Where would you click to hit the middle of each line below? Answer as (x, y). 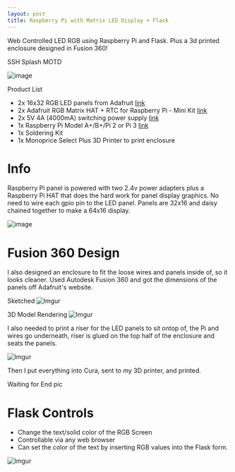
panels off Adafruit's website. (50, 287)
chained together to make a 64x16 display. (69, 211)
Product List (25, 89)
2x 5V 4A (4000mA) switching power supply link (88, 118)
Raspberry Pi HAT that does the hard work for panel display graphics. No (113, 195)
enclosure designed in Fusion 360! (58, 48)
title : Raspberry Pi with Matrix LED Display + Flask (88, 20)
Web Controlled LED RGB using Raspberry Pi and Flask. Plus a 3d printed (114, 40)
